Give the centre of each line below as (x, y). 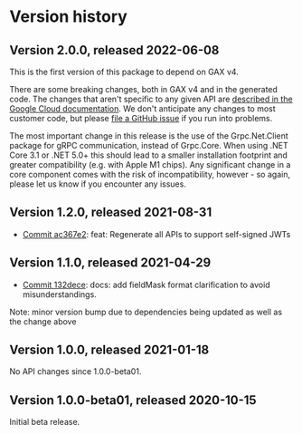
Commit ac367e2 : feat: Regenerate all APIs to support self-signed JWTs (156, 234)
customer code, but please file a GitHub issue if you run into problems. (141, 118)
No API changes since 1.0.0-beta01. (75, 371)
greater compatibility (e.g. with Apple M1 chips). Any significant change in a (150, 164)
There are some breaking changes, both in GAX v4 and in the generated (144, 89)
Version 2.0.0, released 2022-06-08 (114, 50)
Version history (69, 17)
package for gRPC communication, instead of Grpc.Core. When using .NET (149, 145)
